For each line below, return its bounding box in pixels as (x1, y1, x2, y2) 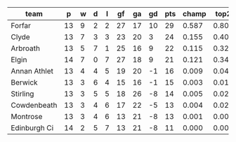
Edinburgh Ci (11, 123, 54, 132)
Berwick (11, 78, 38, 87)
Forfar (11, 21, 32, 30)
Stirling (11, 89, 34, 99)
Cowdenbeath (11, 101, 58, 110)
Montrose (11, 112, 43, 121)
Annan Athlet (11, 66, 54, 76)
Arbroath (11, 43, 41, 53)
